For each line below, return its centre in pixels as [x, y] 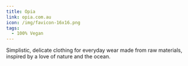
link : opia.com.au [29, 17]
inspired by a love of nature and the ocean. [58, 57]
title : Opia [21, 11]
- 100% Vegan [27, 34]
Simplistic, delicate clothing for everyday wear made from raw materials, [94, 50]
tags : [13, 28]
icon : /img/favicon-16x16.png [43, 22]
